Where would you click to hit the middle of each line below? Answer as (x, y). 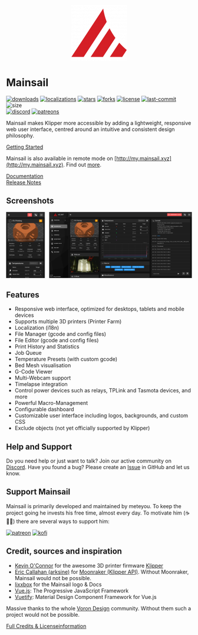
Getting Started (25, 147)
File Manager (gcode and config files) (60, 334)
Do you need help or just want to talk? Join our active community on (89, 461)
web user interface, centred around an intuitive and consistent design (90, 129)
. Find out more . (82, 165)
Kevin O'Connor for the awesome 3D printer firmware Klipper (89, 565)
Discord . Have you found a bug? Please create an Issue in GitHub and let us (98, 467)
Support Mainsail (38, 492)
